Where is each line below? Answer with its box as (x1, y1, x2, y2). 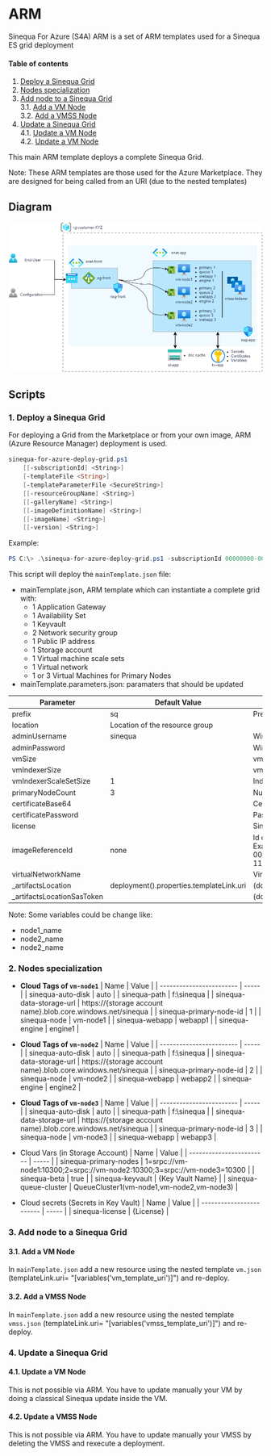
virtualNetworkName (11, 869, 81, 879)
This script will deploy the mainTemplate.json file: (8, 570, 172, 579)
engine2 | (49, 1082, 81, 1092)
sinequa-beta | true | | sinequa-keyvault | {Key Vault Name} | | (19, 1174, 227, 1183)
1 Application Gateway (31, 602, 106, 612)
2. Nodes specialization (8, 962, 102, 973)
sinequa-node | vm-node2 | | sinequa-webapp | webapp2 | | (19, 1074, 221, 1084)
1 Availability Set (31, 611, 86, 621)
